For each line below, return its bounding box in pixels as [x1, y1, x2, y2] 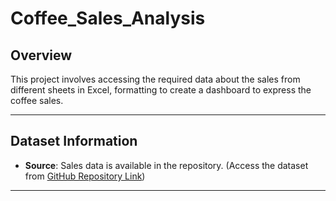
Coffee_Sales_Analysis [10, 7, 206, 30]
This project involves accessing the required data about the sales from [10, 73, 301, 85]
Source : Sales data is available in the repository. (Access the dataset [24, 159, 309, 171]
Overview [10, 47, 73, 64]
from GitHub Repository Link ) [24, 170, 146, 182]
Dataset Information [10, 133, 138, 150]
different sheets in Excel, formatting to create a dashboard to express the [10, 84, 312, 96]
